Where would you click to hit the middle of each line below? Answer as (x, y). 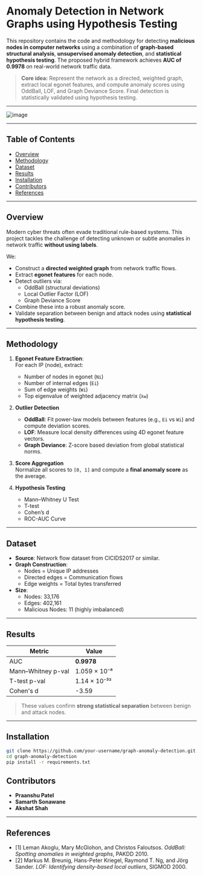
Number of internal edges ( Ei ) (61, 383)
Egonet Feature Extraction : (49, 359)
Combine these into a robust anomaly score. (70, 307)
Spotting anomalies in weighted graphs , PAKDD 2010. (82, 854)
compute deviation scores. (57, 426)
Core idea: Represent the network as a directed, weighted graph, (102, 78)
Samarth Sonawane (40, 802)
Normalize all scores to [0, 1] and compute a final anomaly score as (101, 470)
